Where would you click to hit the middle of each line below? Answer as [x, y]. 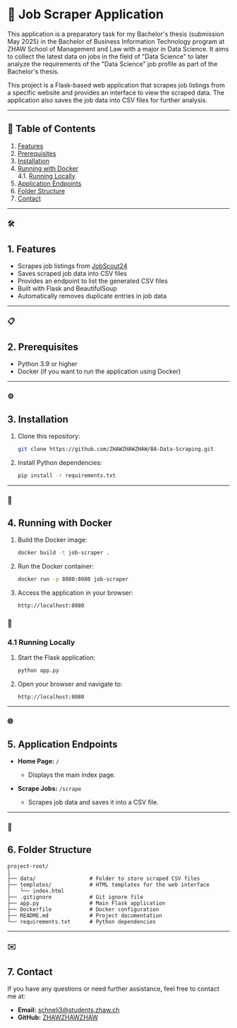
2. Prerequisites [43, 347]
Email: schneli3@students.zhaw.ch [68, 1010]
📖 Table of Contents [51, 129]
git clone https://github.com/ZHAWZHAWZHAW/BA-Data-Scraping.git [115, 449]
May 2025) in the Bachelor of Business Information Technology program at [116, 41]
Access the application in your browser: [75, 593]
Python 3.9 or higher [47, 364]
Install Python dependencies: [60, 462]
